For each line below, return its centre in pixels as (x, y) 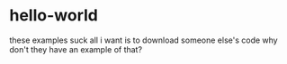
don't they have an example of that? (76, 49)
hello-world (54, 16)
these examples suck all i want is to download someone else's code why (143, 40)
